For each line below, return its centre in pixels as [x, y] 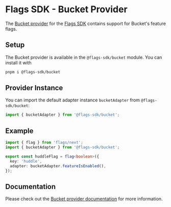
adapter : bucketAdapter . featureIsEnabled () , [58, 166]
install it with [18, 63]
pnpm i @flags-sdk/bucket [33, 72]
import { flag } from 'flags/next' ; [44, 143]
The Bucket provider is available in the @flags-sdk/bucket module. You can [84, 57]
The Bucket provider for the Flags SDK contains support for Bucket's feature [86, 23]
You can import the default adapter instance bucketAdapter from [73, 100]
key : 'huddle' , [26, 161]
